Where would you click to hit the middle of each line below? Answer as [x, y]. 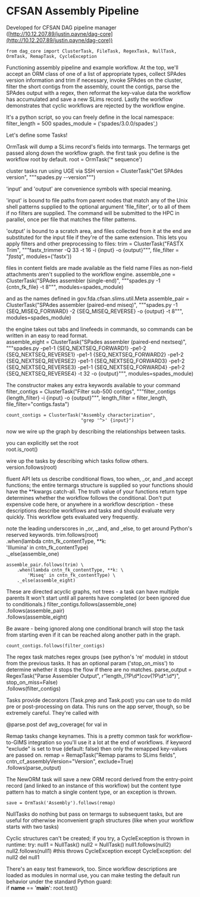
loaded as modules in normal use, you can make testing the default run [93, 875]
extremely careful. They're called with [53, 712]
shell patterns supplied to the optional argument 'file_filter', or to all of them [98, 207]
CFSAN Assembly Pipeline [73, 11]
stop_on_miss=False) [32, 682]
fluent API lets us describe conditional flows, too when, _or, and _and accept [100, 478]
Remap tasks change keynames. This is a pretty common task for [86, 736]
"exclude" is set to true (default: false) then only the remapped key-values [97, 748]
